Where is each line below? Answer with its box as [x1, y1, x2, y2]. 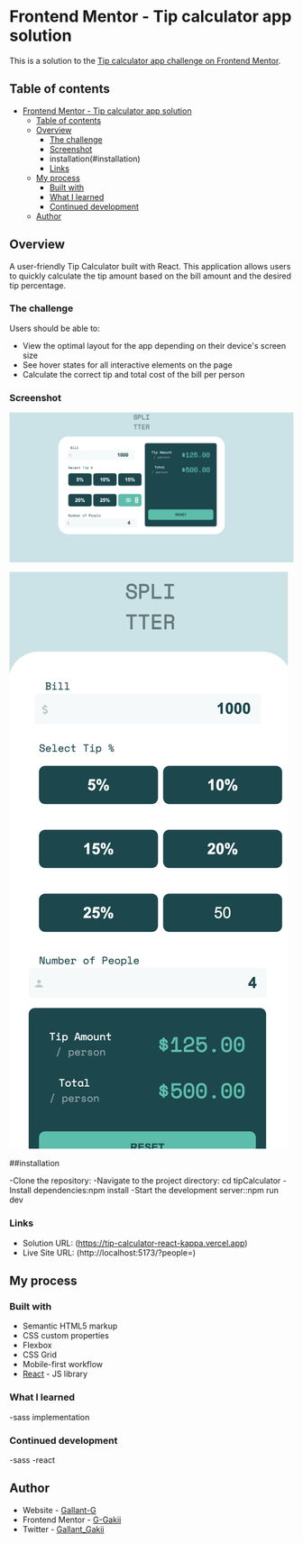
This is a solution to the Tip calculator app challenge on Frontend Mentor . [9, 55, 281, 66]
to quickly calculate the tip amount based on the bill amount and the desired [9, 270, 291, 281]
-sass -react [9, 1455, 56, 1465]
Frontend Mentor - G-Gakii [22, 1514, 122, 1525]
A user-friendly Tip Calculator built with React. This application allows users [9, 260, 291, 271]
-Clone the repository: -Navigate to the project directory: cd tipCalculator [9, 1175, 281, 1186]
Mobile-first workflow [22, 1359, 104, 1370]
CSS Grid [22, 1349, 57, 1360]
